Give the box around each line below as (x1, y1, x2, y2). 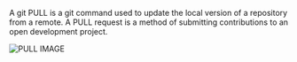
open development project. (9, 27, 108, 36)
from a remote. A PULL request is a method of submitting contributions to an (9, 17, 289, 27)
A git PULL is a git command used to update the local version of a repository (9, 8, 288, 18)
